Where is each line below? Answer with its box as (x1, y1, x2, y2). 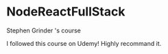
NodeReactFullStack (6, 4, 125, 20)
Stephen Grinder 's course (6, 26, 82, 34)
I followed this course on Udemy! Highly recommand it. (6, 39, 162, 47)
